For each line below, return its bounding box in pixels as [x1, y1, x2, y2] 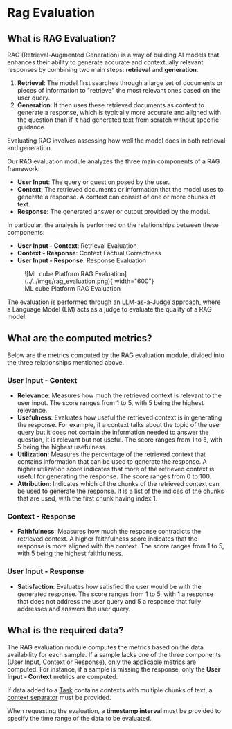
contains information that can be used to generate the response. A [17, 458, 208, 466]
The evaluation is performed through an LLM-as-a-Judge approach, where [7, 298, 221, 306]
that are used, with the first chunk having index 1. [17, 494, 158, 503]
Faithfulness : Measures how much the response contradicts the [17, 528, 202, 536]
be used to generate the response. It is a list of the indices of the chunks [17, 487, 224, 496]
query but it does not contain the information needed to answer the [17, 428, 209, 437]
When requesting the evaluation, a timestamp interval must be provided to [7, 706, 222, 714]
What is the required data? [7, 624, 124, 636]
